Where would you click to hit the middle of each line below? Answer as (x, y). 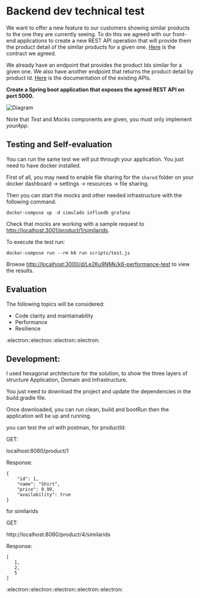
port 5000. (20, 96)
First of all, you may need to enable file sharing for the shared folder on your (100, 177)
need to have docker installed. (44, 165)
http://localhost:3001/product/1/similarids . (58, 230)
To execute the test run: (35, 241)
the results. (20, 270)
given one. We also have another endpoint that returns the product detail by (100, 71)
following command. (32, 201)
